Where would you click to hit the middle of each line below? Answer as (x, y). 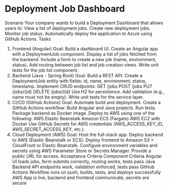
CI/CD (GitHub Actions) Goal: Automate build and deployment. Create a (86, 102)
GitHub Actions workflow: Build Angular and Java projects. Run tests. (84, 108)
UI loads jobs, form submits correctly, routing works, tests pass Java (83, 161)
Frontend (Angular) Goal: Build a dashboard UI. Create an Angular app (85, 49)
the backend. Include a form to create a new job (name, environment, (84, 59)
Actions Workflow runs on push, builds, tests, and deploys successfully (87, 172)
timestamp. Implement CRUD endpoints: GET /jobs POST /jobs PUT (82, 86)
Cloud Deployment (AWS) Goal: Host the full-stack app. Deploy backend (87, 134)
